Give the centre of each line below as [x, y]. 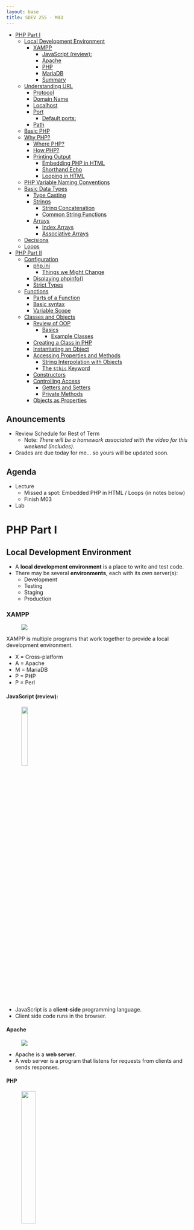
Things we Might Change [73, 272]
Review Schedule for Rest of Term [57, 434]
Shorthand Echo [62, 169]
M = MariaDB [31, 670]
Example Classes [72, 336]
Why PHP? [37, 137]
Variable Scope [52, 310]
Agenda [21, 472]
